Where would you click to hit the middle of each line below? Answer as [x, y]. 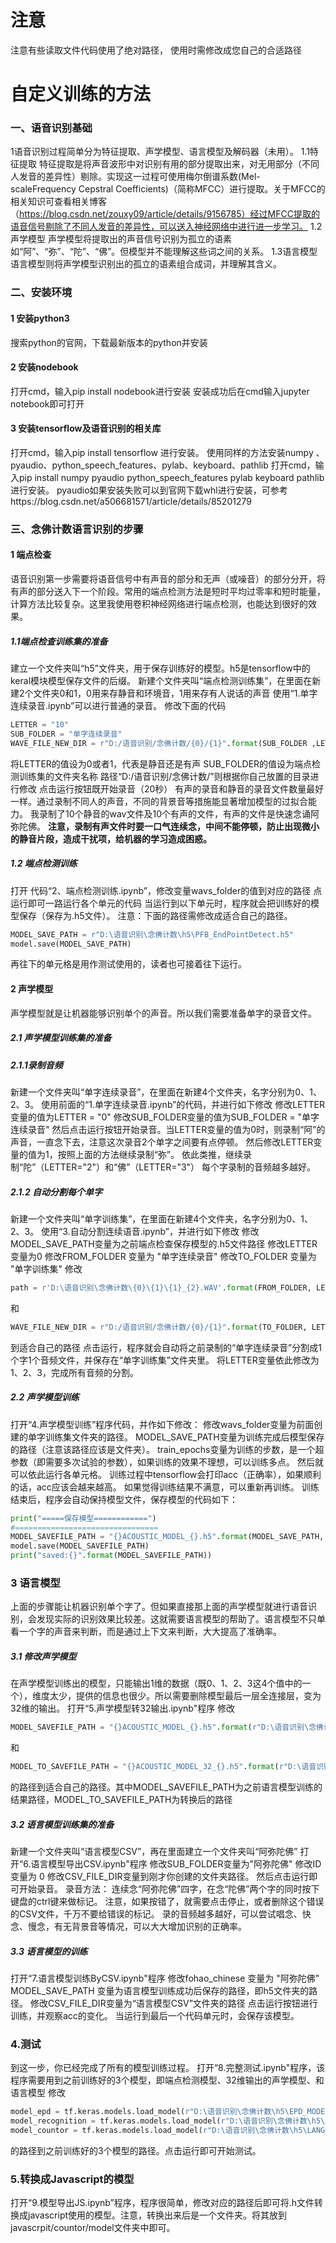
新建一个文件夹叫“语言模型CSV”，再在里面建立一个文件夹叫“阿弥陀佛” [154, 1851]
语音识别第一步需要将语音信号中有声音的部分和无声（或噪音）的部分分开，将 [168, 579]
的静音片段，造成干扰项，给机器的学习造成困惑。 [111, 838]
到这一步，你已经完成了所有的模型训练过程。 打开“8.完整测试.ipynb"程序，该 [168, 2068]
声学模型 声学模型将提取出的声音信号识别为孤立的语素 [121, 239]
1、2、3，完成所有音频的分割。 [74, 1372]
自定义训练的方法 [81, 94]
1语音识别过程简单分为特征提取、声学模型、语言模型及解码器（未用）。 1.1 [160, 152]
